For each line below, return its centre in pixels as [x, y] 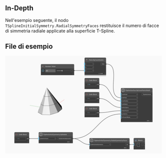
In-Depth [19, 8]
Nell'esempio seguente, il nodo [37, 20]
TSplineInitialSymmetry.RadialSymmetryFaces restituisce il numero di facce [82, 25]
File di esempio [29, 47]
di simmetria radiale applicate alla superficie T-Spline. [60, 31]
